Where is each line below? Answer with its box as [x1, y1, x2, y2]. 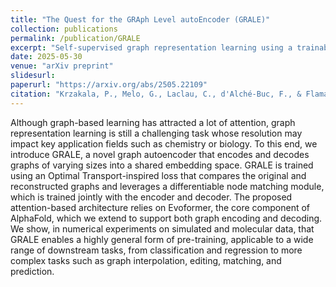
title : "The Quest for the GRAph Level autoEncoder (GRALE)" [10, 14, 271, 25]
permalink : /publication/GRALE [10, 33, 141, 43]
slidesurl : [10, 71, 56, 81]
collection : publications [10, 24, 118, 34]
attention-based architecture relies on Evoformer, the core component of [10, 201, 311, 213]
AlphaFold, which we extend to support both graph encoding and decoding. [10, 212, 323, 224]
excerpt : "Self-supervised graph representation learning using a [10, 42, 293, 53]
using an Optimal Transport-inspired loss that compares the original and [10, 169, 307, 181]
